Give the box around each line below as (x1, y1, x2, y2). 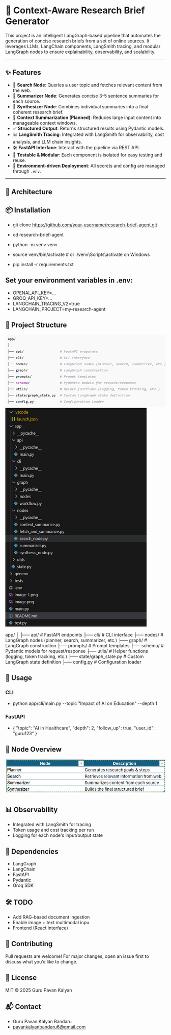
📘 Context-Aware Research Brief (5, 5, 145, 16)
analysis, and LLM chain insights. (12, 138, 82, 145)
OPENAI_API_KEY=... (12, 290, 56, 296)
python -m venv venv (12, 241, 58, 247)
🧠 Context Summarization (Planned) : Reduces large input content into (12, 114, 161, 121)
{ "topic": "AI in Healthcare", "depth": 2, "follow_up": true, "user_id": (12, 725, 155, 731)
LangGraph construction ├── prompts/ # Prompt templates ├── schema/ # (5, 642, 164, 648)
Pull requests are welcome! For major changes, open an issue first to (5, 953, 149, 959)
